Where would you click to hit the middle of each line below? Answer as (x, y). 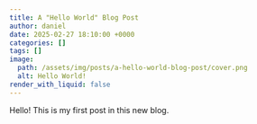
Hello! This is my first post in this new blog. (89, 110)
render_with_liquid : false (60, 84)
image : (22, 59)
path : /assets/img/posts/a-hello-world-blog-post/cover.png (133, 68)
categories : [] (38, 43)
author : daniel (38, 26)
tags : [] (26, 51)
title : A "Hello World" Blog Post (74, 18)
